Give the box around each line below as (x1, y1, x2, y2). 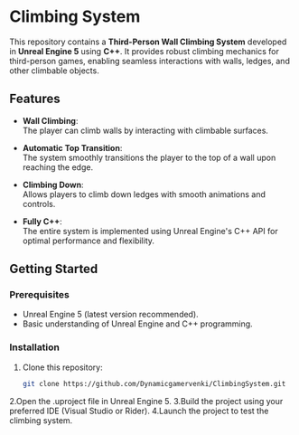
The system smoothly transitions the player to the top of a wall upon (22, 152, 276, 163)
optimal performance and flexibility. (22, 235, 155, 246)
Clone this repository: (22, 362, 103, 373)
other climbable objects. (9, 65, 99, 76)
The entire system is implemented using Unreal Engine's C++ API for (22, 225, 278, 236)
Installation (9, 341, 61, 354)
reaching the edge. (22, 161, 93, 173)
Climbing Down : (22, 179, 84, 190)
